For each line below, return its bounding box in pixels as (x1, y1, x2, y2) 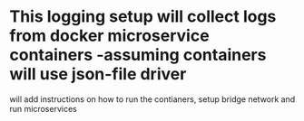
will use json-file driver (9, 64, 187, 85)
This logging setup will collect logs (9, 6, 277, 27)
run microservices (9, 103, 77, 114)
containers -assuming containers (9, 45, 267, 65)
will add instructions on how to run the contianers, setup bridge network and (9, 93, 296, 105)
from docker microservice (9, 25, 211, 46)
